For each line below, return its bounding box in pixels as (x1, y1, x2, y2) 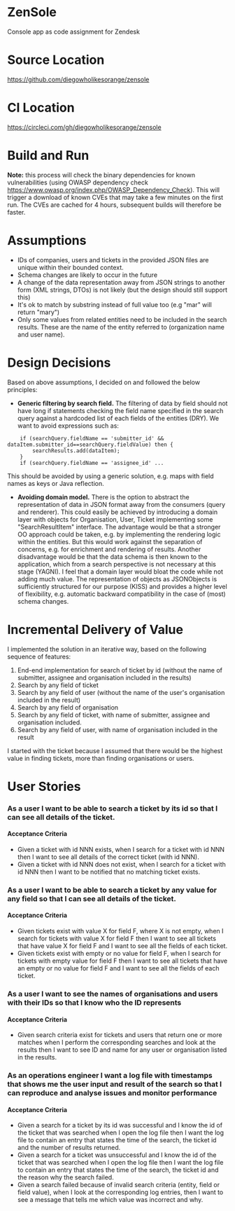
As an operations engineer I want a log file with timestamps (7, 1071, 213, 1081)
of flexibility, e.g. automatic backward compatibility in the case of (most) (17, 590, 226, 598)
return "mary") (17, 308, 60, 316)
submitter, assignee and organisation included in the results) (17, 673, 192, 682)
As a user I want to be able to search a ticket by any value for (7, 885, 217, 895)
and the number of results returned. (17, 1144, 121, 1152)
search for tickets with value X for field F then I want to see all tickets (17, 934, 217, 942)
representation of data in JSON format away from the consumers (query (17, 500, 226, 508)
